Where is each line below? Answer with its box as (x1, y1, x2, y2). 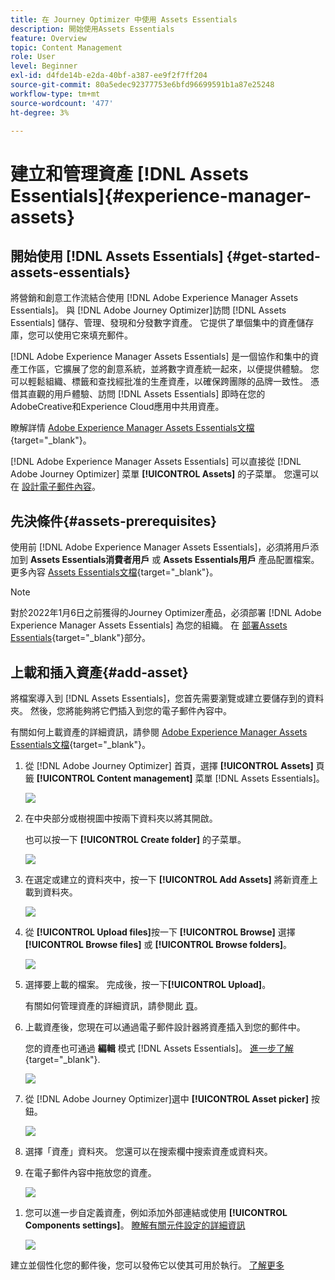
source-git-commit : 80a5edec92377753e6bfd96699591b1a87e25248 (10, 80, 275, 90)
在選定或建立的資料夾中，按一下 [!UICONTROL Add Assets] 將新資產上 (24, 874, 318, 885)
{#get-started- (226, 247, 321, 265)
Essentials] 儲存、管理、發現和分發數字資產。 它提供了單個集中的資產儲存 (10, 317, 315, 329)
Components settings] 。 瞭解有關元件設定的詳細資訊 (24, 1219, 246, 1231)
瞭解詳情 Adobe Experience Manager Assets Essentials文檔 (10, 422, 255, 434)
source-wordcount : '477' (10, 98, 114, 108)
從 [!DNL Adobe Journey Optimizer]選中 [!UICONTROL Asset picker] (24, 1093, 310, 1105)
